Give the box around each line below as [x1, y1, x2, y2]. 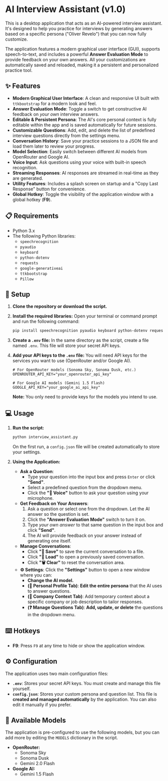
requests [20, 260, 39, 266]
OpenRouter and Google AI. [12, 154, 70, 160]
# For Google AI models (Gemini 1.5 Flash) [12, 381, 105, 386]
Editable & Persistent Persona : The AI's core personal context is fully [12, 117, 156, 123]
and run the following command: [12, 318, 80, 324]
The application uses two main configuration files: [5, 671, 109, 677]
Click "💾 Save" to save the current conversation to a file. [27, 548, 144, 554]
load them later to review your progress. [12, 143, 95, 149]
